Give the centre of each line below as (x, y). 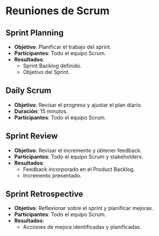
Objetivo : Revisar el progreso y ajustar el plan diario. (78, 105)
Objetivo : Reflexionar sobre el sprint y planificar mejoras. (84, 208)
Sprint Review (32, 136)
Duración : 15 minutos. (41, 111)
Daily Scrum (28, 91)
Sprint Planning (35, 33)
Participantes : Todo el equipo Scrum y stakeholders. (79, 156)
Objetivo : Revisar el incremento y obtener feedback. (78, 150)
